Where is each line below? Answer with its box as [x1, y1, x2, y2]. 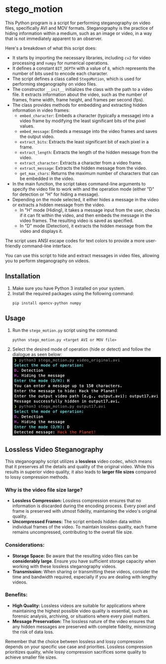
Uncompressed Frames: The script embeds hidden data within [12, 519, 141, 525]
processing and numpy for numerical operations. [12, 60, 109, 66]
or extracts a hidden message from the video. [12, 202, 105, 208]
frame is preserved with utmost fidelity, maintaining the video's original [12, 508, 157, 514]
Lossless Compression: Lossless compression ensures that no [12, 498, 141, 504]
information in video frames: [12, 107, 70, 113]
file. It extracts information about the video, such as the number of [12, 91, 147, 97]
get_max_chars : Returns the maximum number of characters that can [19, 170, 159, 176]
